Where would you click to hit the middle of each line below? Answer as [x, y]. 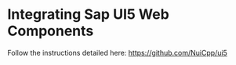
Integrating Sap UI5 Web [88, 14]
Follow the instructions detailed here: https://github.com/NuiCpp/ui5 [118, 52]
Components [51, 31]
